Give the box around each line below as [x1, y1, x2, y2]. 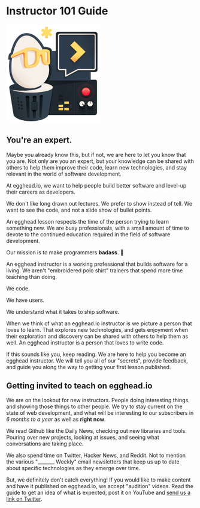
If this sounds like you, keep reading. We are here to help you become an [6, 350, 187, 358]
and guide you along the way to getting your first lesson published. [6, 363, 171, 370]
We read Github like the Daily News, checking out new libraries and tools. [6, 427, 187, 435]
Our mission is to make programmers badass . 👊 [6, 248, 124, 256]
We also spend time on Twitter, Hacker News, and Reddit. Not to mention [6, 452, 186, 459]
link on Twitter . [6, 495, 43, 503]
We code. [6, 284, 30, 292]
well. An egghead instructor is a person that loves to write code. [6, 338, 164, 346]
